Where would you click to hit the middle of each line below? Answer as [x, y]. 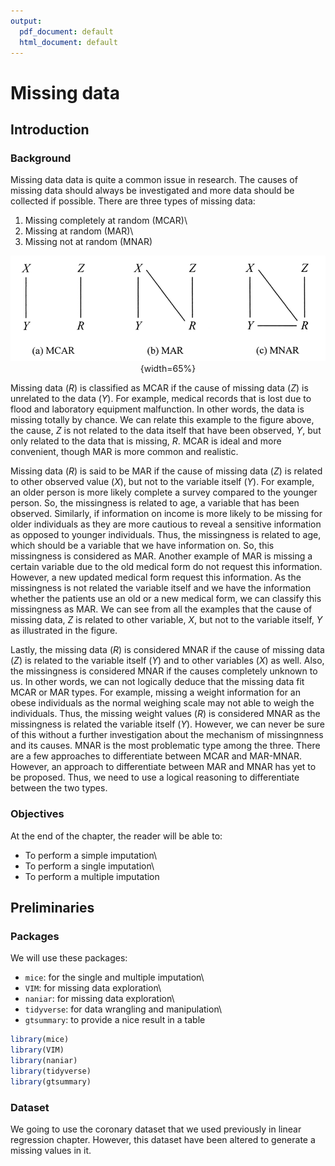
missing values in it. [51, 1151]
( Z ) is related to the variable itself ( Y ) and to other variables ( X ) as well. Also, [167, 661]
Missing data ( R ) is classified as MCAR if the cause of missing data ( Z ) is [159, 388]
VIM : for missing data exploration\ [93, 988]
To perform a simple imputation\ [91, 855]
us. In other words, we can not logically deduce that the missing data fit [157, 682]
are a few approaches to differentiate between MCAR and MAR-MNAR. [156, 756]
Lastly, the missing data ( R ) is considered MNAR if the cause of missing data [167, 650]
